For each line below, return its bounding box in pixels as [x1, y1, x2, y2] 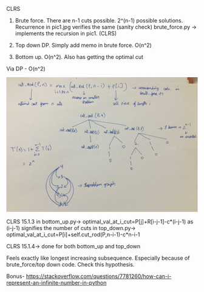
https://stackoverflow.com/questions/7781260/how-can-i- [25, 273, 172, 280]
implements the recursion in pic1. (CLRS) [15, 30, 117, 37]
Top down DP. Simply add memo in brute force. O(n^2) [15, 42, 152, 49]
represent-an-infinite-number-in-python [6, 279, 107, 287]
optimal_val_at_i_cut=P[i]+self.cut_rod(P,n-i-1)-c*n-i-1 [6, 231, 140, 239]
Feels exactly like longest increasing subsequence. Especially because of [6, 254, 190, 262]
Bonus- [6, 273, 25, 280]
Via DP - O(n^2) [6, 65, 46, 72]
